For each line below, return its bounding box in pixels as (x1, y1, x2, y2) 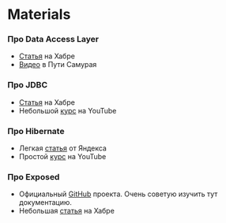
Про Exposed (7, 172, 60, 182)
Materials (7, 6, 71, 24)
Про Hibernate (7, 125, 65, 136)
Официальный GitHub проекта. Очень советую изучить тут (18, 189, 218, 199)
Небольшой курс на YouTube (18, 106, 117, 115)
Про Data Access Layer (7, 34, 100, 45)
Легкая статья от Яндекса (18, 143, 107, 153)
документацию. (18, 198, 73, 207)
